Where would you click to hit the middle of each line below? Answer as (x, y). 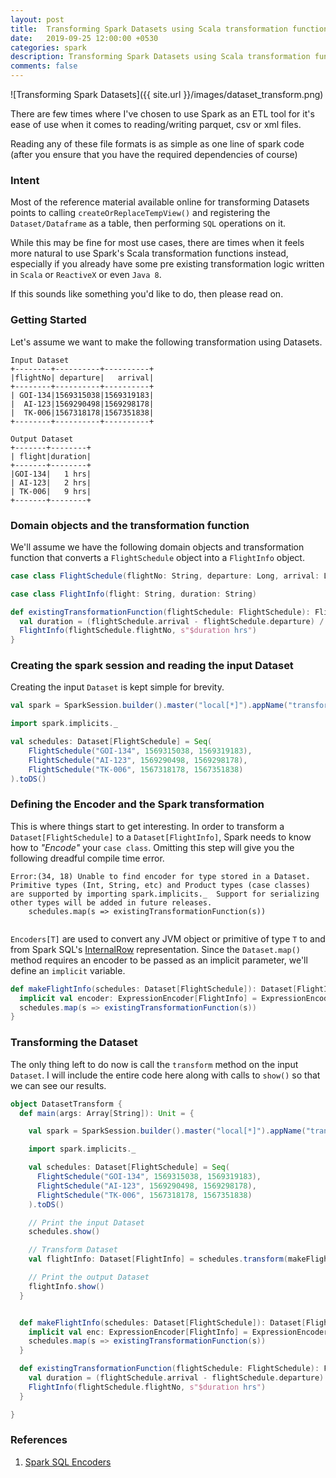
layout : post (37, 19)
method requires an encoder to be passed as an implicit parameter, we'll (159, 960)
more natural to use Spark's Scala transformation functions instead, (149, 253)
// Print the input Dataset (86, 1222)
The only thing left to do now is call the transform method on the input (154, 1064)
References (39, 1440)
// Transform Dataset (73, 1250)
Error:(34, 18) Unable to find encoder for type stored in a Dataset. (160, 876)
